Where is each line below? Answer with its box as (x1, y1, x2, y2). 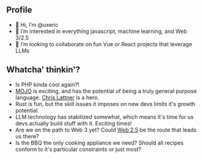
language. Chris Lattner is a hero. (15, 94, 100, 101)
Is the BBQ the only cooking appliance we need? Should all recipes (15, 139, 184, 146)
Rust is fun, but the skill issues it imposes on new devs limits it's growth (15, 100, 196, 107)
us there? (15, 132, 39, 140)
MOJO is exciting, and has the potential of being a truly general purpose (15, 87, 197, 94)
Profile (6, 5, 32, 15)
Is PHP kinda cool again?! (15, 80, 79, 88)
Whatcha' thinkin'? (6, 65, 81, 75)
